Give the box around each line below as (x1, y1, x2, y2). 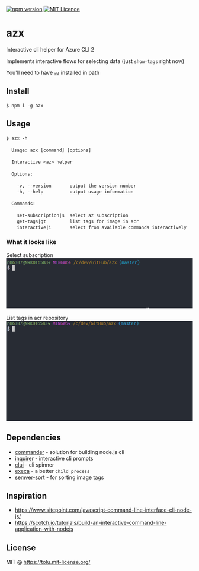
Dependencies (6, 433, 61, 443)
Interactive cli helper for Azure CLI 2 (6, 46, 95, 53)
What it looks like (6, 238, 57, 246)
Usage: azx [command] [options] (11, 147, 92, 153)
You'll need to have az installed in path (6, 69, 99, 76)
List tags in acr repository (6, 314, 69, 321)
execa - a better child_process (14, 467, 90, 474)
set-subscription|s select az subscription (17, 212, 129, 218)
